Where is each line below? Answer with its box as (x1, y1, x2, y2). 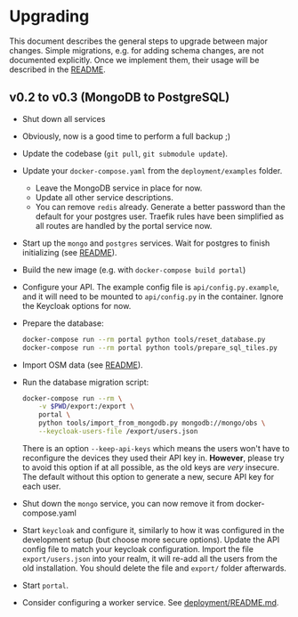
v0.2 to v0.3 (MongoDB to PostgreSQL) (9, 90, 230, 105)
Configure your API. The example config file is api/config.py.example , (21, 281, 280, 292)
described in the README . (9, 64, 107, 75)
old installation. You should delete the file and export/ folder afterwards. (21, 563, 287, 573)
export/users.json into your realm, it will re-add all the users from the (21, 553, 278, 564)
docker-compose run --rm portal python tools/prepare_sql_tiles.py (21, 343, 278, 353)
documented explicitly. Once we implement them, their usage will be (9, 54, 260, 65)
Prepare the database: (21, 318, 104, 329)
